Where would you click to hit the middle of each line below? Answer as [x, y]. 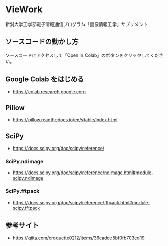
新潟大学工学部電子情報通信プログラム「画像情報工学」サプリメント [77, 24]
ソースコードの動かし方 [42, 42]
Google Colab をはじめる [45, 79]
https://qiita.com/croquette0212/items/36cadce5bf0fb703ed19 [78, 238]
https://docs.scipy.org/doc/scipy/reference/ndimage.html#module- [83, 173]
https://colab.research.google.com [49, 92]
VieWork [24, 9]
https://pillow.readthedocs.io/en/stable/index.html [65, 120]
